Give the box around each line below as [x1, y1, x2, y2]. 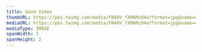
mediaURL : [6, 20, 31, 26]
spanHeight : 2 [6, 36, 42, 42]
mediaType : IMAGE [6, 25, 50, 32]
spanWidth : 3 [6, 31, 39, 37]
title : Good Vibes [6, 8, 52, 15]
